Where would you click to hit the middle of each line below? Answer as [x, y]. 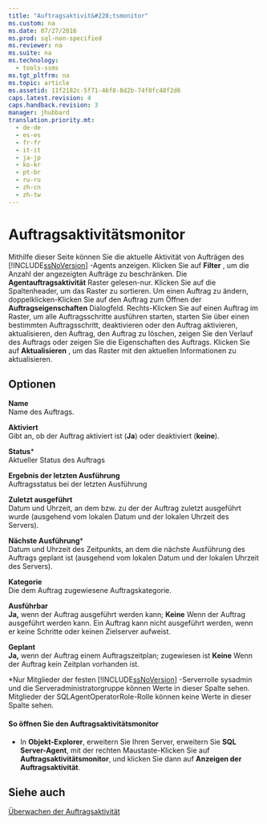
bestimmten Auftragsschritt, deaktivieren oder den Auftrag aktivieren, [123, 325]
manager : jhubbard [39, 113]
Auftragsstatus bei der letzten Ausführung [78, 484]
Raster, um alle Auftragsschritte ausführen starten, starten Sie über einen [129, 316]
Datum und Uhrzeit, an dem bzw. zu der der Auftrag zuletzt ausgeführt [125, 508]
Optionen [32, 384]
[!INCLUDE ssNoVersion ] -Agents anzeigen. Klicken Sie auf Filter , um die [129, 265]
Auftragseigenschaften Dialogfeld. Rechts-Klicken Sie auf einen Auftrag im [133, 308]
